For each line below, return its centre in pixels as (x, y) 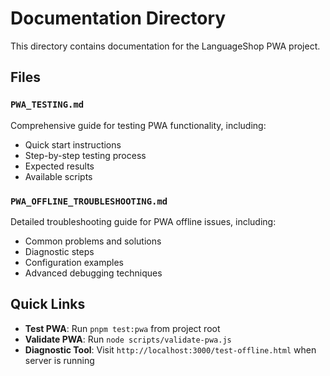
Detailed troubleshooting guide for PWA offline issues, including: (143, 221)
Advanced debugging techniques (93, 273)
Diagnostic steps (59, 251)
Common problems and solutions (93, 241)
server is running (59, 360)
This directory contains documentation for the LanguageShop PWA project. (165, 46)
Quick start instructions (73, 144)
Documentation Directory (118, 18)
